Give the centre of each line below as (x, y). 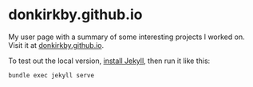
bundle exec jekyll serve (51, 75)
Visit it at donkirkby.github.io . (56, 45)
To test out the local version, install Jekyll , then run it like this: (109, 61)
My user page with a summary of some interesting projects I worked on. (126, 37)
